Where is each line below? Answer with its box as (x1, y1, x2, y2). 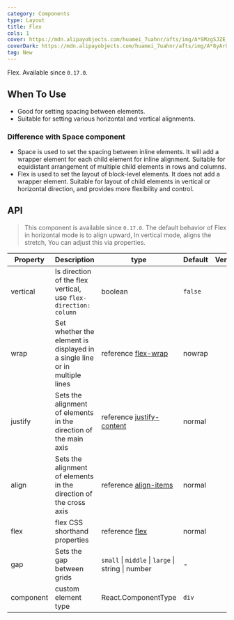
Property (14, 255, 45, 264)
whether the (54, 326, 95, 336)
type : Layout (7, 17, 45, 24)
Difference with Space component (7, 132, 125, 142)
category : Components (7, 10, 70, 17)
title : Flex (7, 23, 42, 30)
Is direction (54, 266, 92, 276)
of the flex (54, 275, 88, 285)
